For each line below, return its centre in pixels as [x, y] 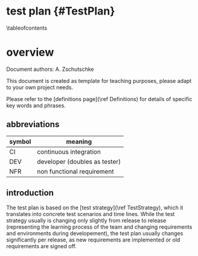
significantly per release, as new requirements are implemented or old [93, 240]
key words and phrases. [36, 105]
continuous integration [69, 151]
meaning [79, 142]
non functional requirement [75, 171]
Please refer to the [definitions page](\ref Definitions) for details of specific [99, 99]
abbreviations [33, 124]
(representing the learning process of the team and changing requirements [99, 227]
